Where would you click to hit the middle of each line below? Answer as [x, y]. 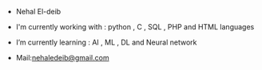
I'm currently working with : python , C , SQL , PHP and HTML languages [135, 27]
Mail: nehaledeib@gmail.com [62, 58]
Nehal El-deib [38, 12]
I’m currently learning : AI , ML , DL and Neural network [106, 42]
